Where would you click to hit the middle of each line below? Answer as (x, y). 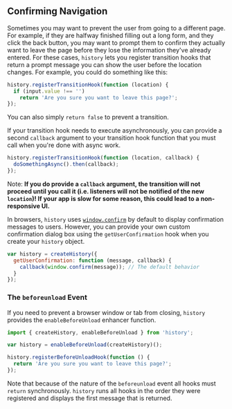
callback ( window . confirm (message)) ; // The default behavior (109, 267)
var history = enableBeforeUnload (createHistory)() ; (85, 345)
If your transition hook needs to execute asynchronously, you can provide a (115, 131)
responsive (24, 206)
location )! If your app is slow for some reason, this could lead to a (103, 198)
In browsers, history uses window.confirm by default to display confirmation (115, 219)
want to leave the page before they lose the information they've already (109, 50)
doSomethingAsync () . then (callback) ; (66, 164)
